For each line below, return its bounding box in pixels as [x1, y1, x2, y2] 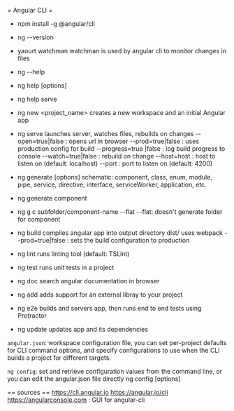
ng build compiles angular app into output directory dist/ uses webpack [17, 229, 224, 237]
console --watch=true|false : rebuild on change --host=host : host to [17, 152, 216, 160]
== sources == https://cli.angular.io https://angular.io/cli [7, 389, 169, 396]
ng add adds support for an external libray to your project [17, 290, 183, 299]
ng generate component [17, 194, 87, 202]
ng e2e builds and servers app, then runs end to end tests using [17, 304, 202, 312]
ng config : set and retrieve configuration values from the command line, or [7, 368, 223, 375]
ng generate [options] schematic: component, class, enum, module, [17, 173, 213, 181]
